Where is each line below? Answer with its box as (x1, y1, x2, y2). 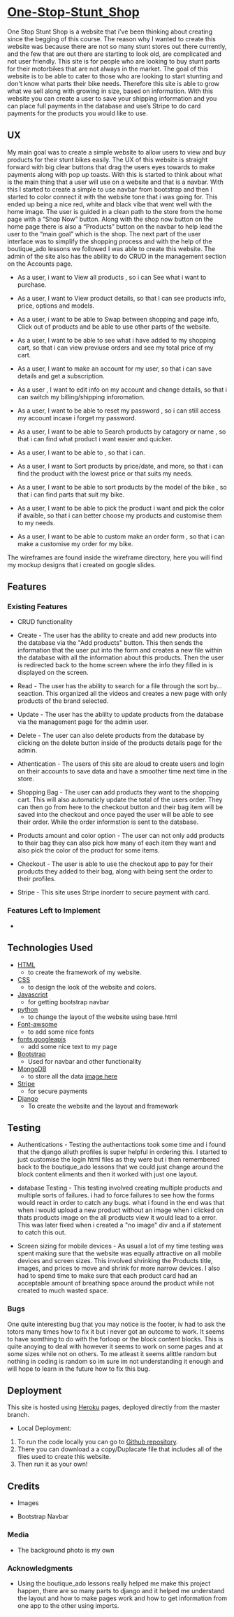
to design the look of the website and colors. (27, 983, 156, 991)
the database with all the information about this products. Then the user (17, 653, 224, 662)
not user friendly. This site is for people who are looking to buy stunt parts (7, 57, 221, 65)
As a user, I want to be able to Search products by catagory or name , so (17, 427, 226, 436)
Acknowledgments (7, 1563, 73, 1573)
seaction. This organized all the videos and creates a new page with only (17, 690, 228, 698)
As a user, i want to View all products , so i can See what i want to (17, 273, 207, 281)
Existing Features (7, 602, 68, 612)
